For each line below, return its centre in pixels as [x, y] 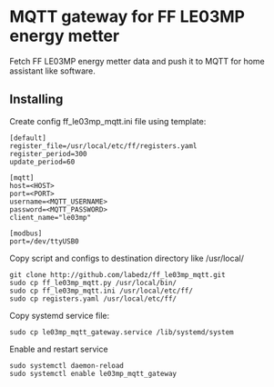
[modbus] [26, 233]
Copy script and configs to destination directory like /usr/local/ [127, 258]
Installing [36, 99]
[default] [28, 138]
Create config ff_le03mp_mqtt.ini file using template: [108, 121]
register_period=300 [49, 154]
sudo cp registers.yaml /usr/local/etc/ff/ [93, 298]
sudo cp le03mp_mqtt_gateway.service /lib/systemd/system [122, 332]
